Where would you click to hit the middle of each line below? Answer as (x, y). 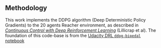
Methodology (26, 8)
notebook (15, 41)
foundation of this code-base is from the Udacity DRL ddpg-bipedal (73, 35)
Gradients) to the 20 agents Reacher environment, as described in (72, 25)
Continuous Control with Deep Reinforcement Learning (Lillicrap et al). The (80, 30)
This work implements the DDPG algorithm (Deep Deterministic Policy (76, 20)
